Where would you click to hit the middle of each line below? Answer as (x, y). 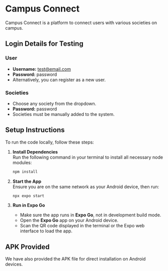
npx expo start (28, 196)
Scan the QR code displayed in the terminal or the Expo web (82, 226)
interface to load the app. (46, 231)
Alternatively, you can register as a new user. (59, 80)
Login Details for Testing (45, 44)
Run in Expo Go (29, 205)
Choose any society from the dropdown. (54, 103)
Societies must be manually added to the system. (63, 114)
